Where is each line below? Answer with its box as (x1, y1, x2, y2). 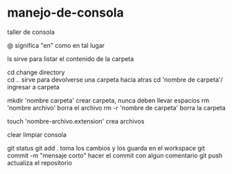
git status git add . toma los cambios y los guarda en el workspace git (7, 143, 206, 152)
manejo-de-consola (7, 5, 124, 21)
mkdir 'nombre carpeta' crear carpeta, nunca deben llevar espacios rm (7, 96, 210, 105)
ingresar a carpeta (7, 82, 60, 91)
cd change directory (7, 68, 65, 76)
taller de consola (7, 28, 55, 36)
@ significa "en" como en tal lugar (7, 41, 105, 49)
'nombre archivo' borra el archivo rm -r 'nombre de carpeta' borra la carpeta (7, 103, 226, 112)
